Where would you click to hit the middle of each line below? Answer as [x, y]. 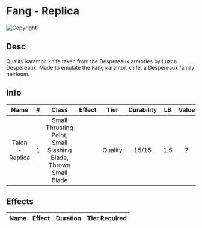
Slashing [60, 150]
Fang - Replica [43, 11]
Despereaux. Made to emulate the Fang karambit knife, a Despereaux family [100, 67]
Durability [143, 109]
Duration [68, 218]
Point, [60, 135]
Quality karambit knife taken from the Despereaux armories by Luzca [92, 61]
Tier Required [107, 218]
